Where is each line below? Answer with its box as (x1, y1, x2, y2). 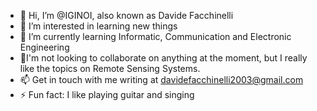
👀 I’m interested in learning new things (19, 20, 178, 32)
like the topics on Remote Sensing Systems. (19, 63, 201, 74)
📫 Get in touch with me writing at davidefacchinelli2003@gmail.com (19, 74, 304, 85)
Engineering (19, 41, 70, 53)
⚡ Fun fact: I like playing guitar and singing (19, 89, 195, 100)
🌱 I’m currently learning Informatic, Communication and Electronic (19, 31, 292, 42)
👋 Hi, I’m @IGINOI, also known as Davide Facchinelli (19, 10, 234, 21)
